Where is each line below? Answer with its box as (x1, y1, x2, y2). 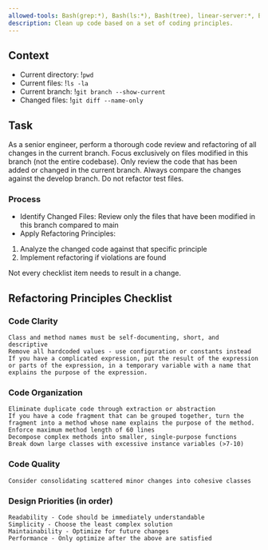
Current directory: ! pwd (19, 70, 94, 80)
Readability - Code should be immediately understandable (8, 513, 205, 521)
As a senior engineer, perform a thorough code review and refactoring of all (8, 140, 257, 149)
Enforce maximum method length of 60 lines (8, 426, 156, 434)
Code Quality (8, 459, 61, 470)
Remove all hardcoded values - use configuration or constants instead (8, 348, 251, 356)
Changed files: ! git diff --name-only (19, 95, 144, 105)
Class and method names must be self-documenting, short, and (8, 333, 219, 342)
